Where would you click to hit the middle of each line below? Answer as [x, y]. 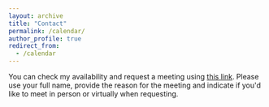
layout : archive [36, 16]
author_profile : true [45, 39]
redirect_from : [34, 46]
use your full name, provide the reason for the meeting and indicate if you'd [135, 85]
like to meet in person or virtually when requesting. [93, 94]
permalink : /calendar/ [47, 31]
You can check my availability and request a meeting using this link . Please [134, 77]
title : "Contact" [38, 24]
